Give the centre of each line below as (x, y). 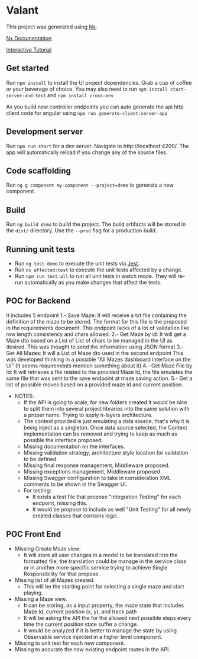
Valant (22, 10)
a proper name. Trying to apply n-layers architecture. (88, 415)
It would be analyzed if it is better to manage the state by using (100, 630)
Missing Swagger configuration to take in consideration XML (97, 478)
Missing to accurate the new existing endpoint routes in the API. (92, 649)
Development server (45, 132)
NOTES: (24, 396)
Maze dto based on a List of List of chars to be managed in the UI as (89, 340)
